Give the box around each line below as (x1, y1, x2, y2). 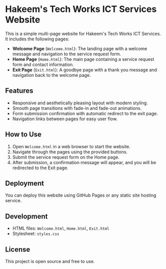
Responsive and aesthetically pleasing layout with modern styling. (12, 100, 148, 106)
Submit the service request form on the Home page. (12, 154, 120, 160)
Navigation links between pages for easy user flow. (12, 116, 118, 122)
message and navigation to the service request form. (12, 51, 121, 57)
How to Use (5, 130, 42, 139)
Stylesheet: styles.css (12, 231, 60, 237)
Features (5, 86, 33, 95)
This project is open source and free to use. (5, 259, 95, 264)
